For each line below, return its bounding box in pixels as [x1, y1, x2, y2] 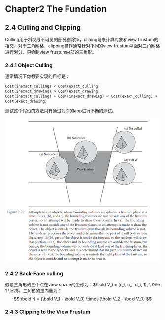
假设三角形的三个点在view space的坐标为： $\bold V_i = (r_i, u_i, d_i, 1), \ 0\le [5, 282, 160, 288]
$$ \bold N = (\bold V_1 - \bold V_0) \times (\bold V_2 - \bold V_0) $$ [14, 296, 152, 302]
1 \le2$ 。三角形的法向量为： [5, 288, 62, 294]
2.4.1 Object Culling [5, 62, 53, 69]
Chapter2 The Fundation [5, 3, 107, 15]
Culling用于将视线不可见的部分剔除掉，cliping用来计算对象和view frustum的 [5, 37, 159, 42]
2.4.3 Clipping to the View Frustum [5, 308, 91, 315]
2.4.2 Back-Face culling [5, 270, 63, 277]
